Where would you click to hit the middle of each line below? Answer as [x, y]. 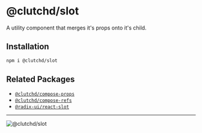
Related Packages [41, 79]
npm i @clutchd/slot [32, 60]
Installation [28, 47]
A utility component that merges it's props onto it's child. [76, 28]
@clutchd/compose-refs [43, 101]
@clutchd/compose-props [45, 94]
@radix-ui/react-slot [42, 107]
